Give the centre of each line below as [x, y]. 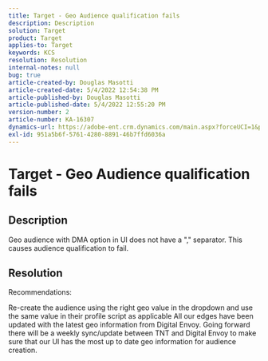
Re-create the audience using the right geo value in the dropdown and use [131, 307]
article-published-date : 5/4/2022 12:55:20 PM [87, 105]
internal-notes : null [44, 68]
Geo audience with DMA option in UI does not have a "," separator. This [126, 240]
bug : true [25, 75]
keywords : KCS [32, 53]
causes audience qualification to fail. [69, 248]
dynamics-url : [32, 127]
